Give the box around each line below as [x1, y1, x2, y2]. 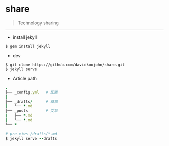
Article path [12, 75, 37, 81]
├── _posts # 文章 [5, 108, 58, 113]
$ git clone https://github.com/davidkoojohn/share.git [5, 62, 125, 67]
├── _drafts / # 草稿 [5, 99, 58, 104]
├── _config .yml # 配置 [5, 90, 58, 95]
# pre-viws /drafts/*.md [5, 131, 57, 136]
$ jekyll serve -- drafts [5, 136, 57, 141]
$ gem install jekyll [5, 44, 51, 49]
